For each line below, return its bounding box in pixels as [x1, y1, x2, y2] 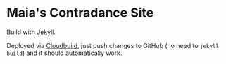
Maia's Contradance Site [6, 5, 154, 21]
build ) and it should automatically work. [6, 49, 123, 57]
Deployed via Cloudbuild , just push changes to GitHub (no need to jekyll [6, 41, 220, 49]
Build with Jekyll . [6, 28, 56, 36]
